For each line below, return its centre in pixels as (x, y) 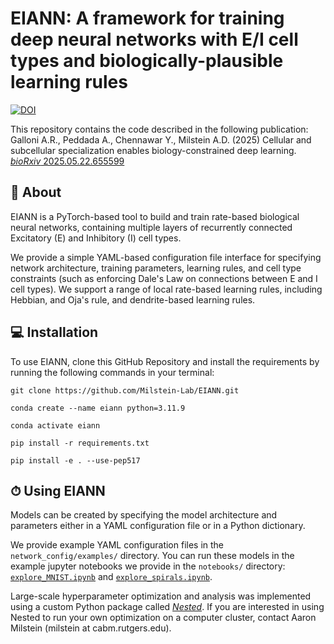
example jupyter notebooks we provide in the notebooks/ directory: (148, 566)
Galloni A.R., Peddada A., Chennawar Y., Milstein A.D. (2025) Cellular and (161, 139)
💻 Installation (54, 332)
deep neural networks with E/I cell (154, 39)
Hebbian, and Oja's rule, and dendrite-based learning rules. (133, 299)
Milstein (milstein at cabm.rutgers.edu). (91, 628)
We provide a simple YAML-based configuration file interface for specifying (166, 257)
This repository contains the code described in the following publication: (159, 129)
